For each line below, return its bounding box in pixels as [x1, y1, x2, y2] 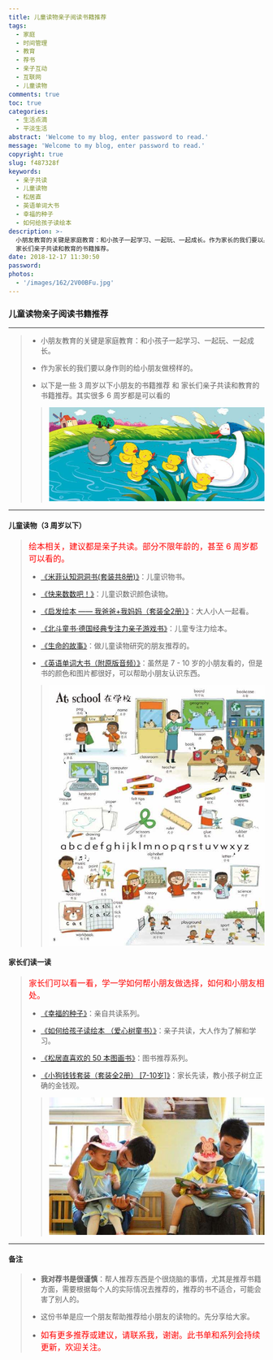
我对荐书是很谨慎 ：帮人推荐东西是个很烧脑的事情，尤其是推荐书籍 [40, 1274, 262, 1284]
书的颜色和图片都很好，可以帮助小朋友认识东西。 [40, 668, 205, 678]
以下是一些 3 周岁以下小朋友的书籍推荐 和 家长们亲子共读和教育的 [40, 380, 260, 390]
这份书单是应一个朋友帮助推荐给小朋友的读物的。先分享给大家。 [40, 1311, 254, 1321]
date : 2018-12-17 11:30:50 [8, 253, 100, 262]
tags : [8, 21, 27, 30]
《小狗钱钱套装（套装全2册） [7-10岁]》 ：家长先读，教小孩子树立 [40, 1070, 256, 1080]
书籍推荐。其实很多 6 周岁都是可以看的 [40, 391, 171, 401]
